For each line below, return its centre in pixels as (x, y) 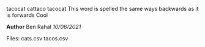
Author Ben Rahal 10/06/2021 (44, 27)
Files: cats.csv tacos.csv (37, 38)
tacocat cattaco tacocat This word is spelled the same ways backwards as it (102, 9)
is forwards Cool (27, 15)
